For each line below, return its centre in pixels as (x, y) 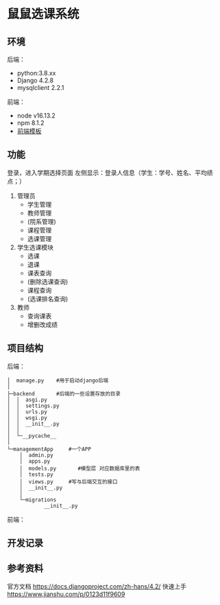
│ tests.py (36, 475)
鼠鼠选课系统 (44, 14)
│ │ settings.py (33, 406)
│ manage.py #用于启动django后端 (58, 380)
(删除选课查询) (48, 282)
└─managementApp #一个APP (49, 449)
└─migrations (38, 500)
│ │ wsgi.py (27, 418)
